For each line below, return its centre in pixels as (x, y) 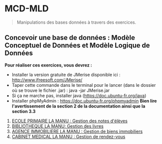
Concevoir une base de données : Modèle (70, 38)
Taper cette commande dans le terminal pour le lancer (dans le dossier (84, 85)
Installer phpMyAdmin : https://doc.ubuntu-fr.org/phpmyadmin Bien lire (84, 101)
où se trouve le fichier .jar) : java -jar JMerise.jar (61, 90)
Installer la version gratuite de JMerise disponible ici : (66, 74)
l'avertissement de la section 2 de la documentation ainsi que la (79, 106)
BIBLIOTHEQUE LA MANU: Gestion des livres (58, 126)
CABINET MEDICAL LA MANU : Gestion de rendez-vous (68, 137)
